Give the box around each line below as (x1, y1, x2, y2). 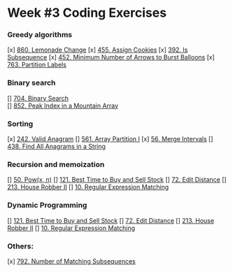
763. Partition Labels (7, 61, 66, 69)
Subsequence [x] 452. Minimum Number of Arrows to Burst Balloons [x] (7, 53, 215, 62)
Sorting (7, 119, 34, 129)
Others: (7, 241, 34, 251)
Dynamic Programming (7, 201, 87, 210)
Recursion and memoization (7, 159, 105, 169)
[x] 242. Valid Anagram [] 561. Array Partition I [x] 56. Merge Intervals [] (7, 135, 213, 143)
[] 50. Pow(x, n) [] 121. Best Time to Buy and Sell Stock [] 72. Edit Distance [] (7, 176, 227, 184)
